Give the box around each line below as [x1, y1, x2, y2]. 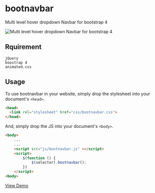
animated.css [5, 64, 32, 69]
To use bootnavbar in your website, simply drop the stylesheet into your [5, 91, 151, 96]
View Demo [5, 182, 28, 189]
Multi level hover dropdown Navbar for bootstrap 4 [5, 19, 108, 25]
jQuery [5, 56, 19, 61]
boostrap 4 [5, 60, 27, 65]
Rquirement [5, 43, 42, 51]
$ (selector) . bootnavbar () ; [31, 160, 87, 165]
